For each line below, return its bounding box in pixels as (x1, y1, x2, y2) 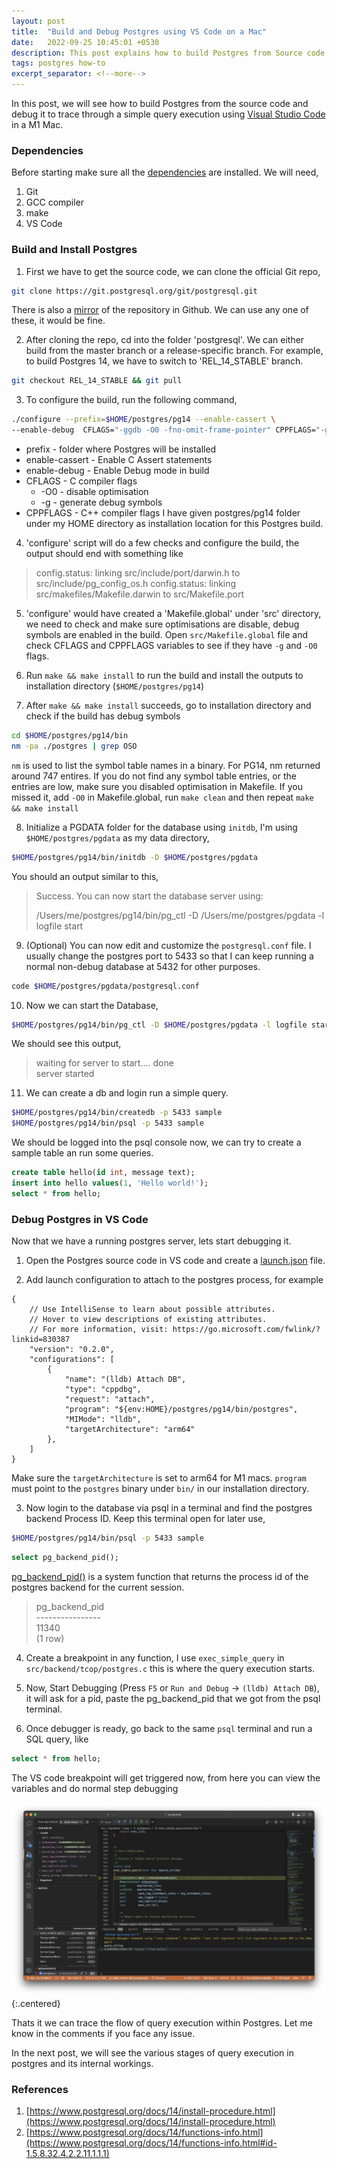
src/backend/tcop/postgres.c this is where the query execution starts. (25, 1662, 316, 1674)
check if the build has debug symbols (25, 710, 181, 722)
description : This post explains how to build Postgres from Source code (11, 48, 326, 58)
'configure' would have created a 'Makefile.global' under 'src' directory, (25, 608, 322, 620)
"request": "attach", (64, 1395, 156, 1405)
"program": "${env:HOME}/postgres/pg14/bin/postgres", (64, 1405, 299, 1415)
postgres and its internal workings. (11, 2057, 154, 2069)
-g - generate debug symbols (40, 496, 163, 509)
